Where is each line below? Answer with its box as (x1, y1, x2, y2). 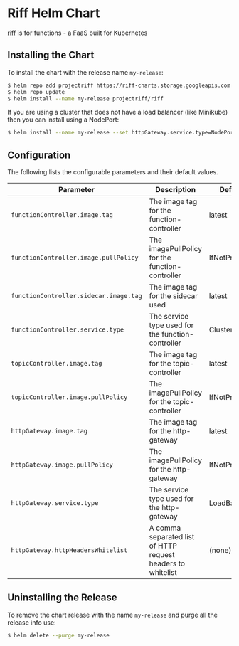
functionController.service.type (11, 326, 124, 334)
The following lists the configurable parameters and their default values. (7, 168, 218, 176)
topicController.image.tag (11, 359, 102, 368)
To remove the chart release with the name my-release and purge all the (7, 610, 218, 619)
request (149, 550, 175, 560)
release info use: (7, 618, 56, 627)
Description (155, 185, 196, 195)
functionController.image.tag (11, 211, 114, 219)
